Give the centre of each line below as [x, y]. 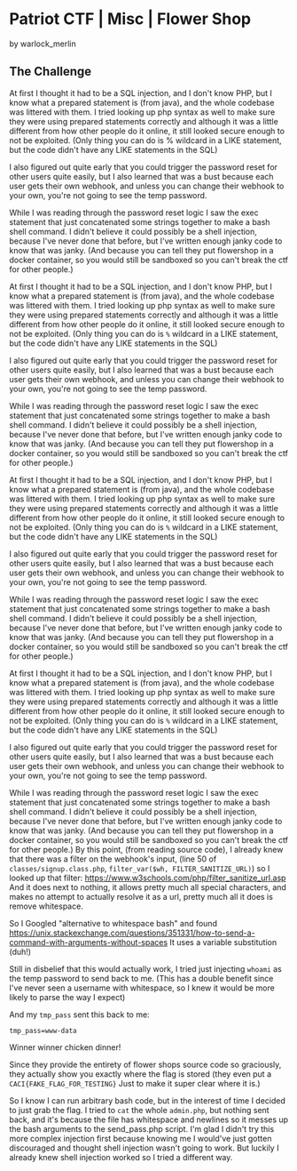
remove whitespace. [47, 906]
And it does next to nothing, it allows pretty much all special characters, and [148, 887]
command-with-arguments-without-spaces [89, 942]
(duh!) [20, 951]
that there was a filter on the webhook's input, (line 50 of [113, 859]
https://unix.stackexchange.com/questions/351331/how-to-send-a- [132, 933]
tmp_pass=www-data [43, 1031]
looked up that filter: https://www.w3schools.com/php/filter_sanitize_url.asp [148, 878]
